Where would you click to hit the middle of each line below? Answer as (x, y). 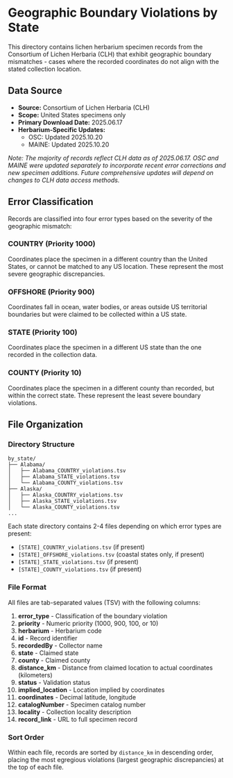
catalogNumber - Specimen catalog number (82, 704)
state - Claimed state (48, 653)
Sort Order (26, 737)
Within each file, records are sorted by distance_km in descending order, (111, 752)
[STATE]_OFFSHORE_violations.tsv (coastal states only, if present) (111, 554)
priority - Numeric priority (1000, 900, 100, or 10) (88, 623)
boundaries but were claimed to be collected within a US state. (97, 315)
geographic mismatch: (40, 226)
